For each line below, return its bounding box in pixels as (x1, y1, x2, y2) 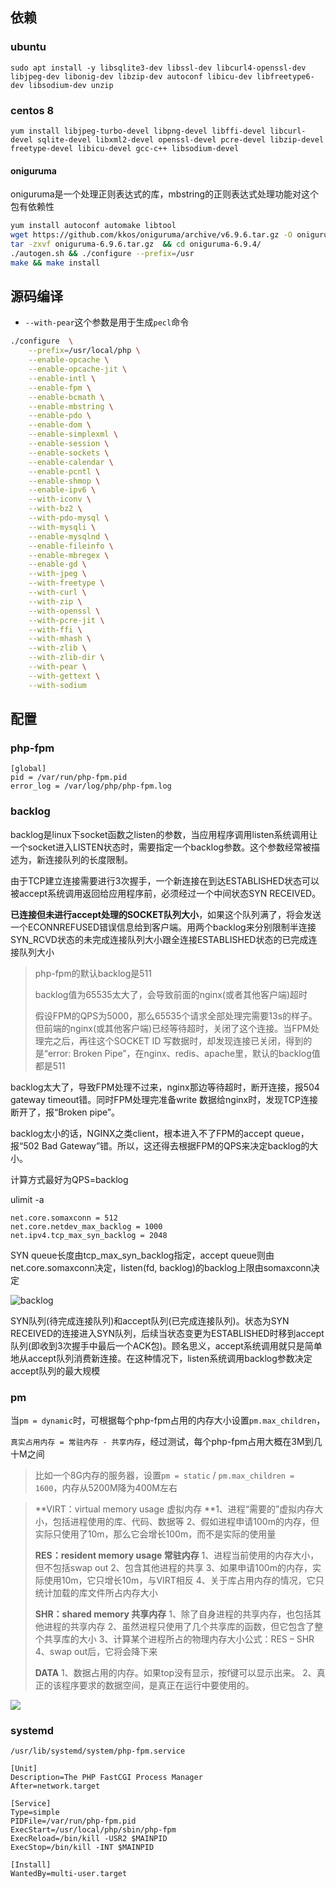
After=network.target (10, 1781, 101, 1792)
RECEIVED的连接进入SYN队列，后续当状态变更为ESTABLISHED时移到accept (10, 1327, 325, 1339)
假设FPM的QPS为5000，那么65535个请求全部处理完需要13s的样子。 (34, 1009, 318, 1022)
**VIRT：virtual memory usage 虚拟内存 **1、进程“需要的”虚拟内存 (34, 1503, 315, 1515)
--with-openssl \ (28, 606, 101, 616)
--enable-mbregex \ (28, 550, 110, 560)
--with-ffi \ (28, 624, 83, 635)
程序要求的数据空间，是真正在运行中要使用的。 (61, 1679, 255, 1691)
